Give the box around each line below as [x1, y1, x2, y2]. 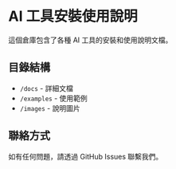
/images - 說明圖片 [19, 103, 81, 112]
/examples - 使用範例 [19, 93, 88, 103]
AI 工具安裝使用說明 [8, 7, 138, 26]
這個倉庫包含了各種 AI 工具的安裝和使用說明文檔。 [8, 35, 173, 45]
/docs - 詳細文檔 [19, 83, 73, 92]
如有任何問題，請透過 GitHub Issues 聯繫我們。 [8, 151, 163, 161]
